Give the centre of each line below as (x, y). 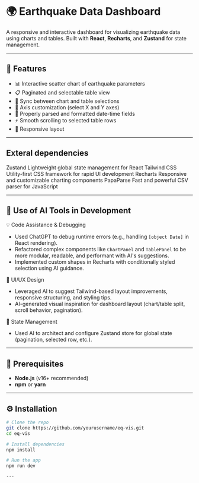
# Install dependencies (36, 444)
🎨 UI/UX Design (25, 280)
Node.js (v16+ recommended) (52, 378)
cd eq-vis (18, 433)
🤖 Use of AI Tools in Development (69, 211)
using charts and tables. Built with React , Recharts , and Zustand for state (96, 38)
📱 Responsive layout (39, 129)
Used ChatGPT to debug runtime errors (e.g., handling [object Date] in (102, 237)
